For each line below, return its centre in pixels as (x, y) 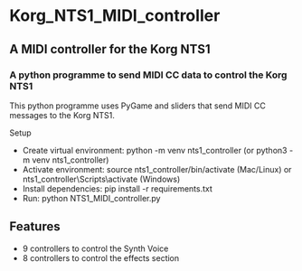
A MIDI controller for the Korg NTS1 (110, 49)
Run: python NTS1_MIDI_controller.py (91, 198)
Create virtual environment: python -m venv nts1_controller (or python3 (155, 150)
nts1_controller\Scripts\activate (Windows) (101, 179)
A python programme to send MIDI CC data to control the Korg (148, 75)
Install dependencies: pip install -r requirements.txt (117, 188)
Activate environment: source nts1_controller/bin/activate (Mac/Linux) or (157, 169)
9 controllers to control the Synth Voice (95, 248)
